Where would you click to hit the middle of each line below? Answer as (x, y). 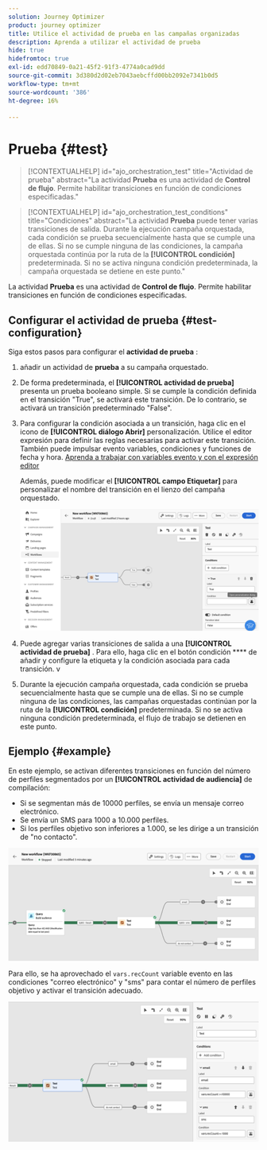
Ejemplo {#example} (60, 752)
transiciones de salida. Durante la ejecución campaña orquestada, (136, 229)
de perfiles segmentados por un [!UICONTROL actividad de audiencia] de (130, 779)
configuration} (45, 333)
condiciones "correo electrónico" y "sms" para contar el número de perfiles (132, 981)
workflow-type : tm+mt (44, 84)
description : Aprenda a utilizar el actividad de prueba (104, 42)
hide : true (26, 51)
